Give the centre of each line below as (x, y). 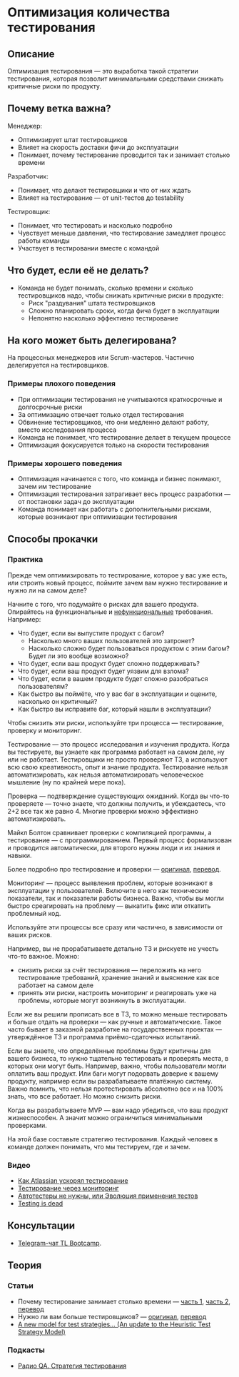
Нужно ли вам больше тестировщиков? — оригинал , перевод (112, 1316)
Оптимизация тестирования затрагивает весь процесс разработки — (124, 494)
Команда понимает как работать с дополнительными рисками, (115, 509)
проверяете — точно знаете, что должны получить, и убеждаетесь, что (117, 803)
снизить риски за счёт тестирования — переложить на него (110, 970)
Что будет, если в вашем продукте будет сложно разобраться (113, 678)
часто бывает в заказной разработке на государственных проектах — (115, 1029)
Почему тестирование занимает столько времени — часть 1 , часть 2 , (124, 1301)
